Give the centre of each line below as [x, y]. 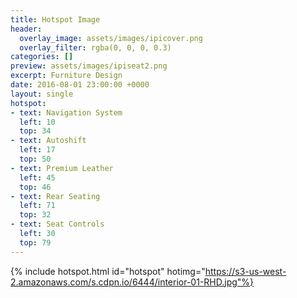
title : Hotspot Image [55, 19]
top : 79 [35, 242]
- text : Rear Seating [55, 196]
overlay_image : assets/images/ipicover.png [111, 38]
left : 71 [37, 206]
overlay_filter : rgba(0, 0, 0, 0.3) [95, 47]
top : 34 [35, 131]
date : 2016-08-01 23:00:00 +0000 [80, 85]
